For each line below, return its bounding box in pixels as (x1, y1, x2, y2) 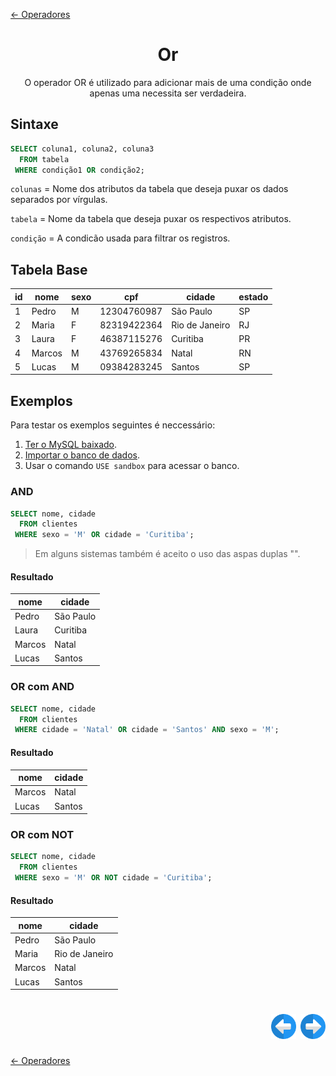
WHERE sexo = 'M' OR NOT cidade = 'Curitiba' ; (14, 873, 213, 883)
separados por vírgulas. (10, 194, 108, 206)
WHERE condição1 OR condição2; (14, 165, 145, 175)
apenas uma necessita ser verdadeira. (89, 87, 247, 99)
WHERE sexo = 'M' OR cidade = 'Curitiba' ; (14, 530, 195, 540)
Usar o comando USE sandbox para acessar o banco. (24, 460, 240, 472)
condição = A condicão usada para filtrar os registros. (10, 232, 231, 244)
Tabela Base (10, 261, 88, 278)
